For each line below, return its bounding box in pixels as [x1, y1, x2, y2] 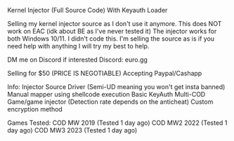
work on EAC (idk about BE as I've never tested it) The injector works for [7, 27, 217, 35]
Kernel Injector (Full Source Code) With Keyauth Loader [7, 6, 168, 14]
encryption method [7, 105, 63, 113]
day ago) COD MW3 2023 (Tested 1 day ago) [7, 126, 138, 134]
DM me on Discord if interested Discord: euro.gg [7, 55, 148, 64]
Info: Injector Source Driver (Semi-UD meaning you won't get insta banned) [7, 83, 226, 90]
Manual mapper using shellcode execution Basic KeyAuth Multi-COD [7, 90, 206, 98]
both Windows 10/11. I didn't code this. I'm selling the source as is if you [7, 34, 215, 43]
